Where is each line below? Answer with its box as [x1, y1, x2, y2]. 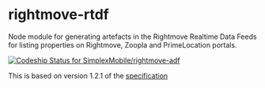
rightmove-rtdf [8, 6, 109, 24]
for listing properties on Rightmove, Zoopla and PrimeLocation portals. [8, 40, 237, 49]
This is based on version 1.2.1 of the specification [8, 71, 168, 80]
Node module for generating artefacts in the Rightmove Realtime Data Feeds [8, 32, 257, 41]
